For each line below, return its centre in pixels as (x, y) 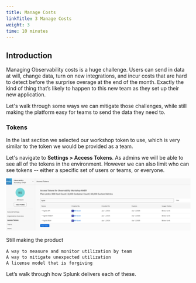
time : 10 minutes (27, 31)
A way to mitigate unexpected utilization (59, 257)
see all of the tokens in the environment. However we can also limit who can (98, 164)
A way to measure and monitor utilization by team (69, 252)
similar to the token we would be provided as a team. (70, 146)
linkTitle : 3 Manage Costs (39, 18)
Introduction (29, 55)
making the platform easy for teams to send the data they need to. (86, 112)
